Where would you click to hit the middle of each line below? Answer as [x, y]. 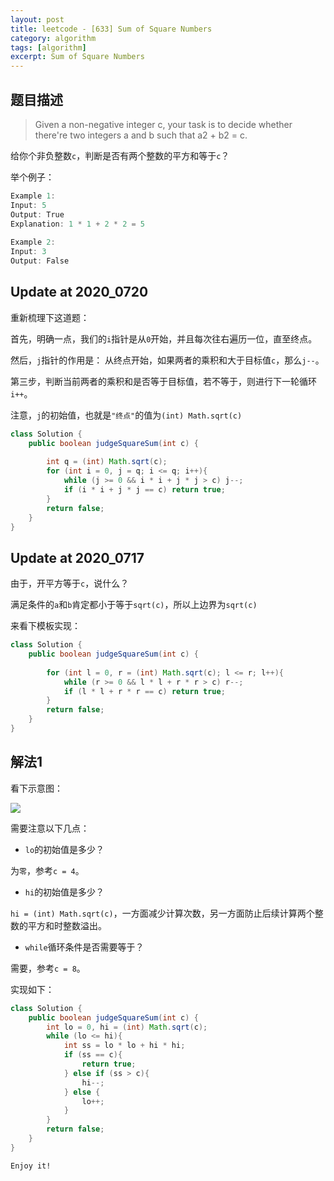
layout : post [37, 19]
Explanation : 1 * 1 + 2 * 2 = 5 [78, 224]
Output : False [40, 261]
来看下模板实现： [45, 626]
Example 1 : [33, 196]
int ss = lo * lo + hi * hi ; [124, 1046]
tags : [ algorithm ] [48, 47]
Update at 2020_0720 [79, 292]
